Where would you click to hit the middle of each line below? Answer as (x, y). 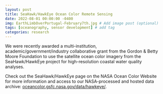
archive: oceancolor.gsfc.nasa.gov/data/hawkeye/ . (56, 86)
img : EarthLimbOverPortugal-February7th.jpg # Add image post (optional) (82, 23)
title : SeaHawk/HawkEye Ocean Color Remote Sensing (59, 14)
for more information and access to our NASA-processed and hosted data (80, 81)
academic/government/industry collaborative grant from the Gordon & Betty (81, 51)
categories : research (27, 32)
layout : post (18, 9)
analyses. (15, 67)
